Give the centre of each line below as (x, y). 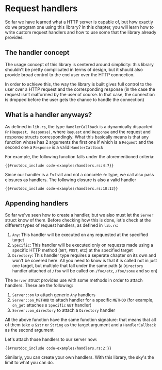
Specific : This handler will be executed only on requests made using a (83, 245)
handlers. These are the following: (39, 286)
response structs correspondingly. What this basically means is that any (77, 137)
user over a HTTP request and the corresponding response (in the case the (80, 89)
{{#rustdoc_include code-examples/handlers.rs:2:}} (58, 348)
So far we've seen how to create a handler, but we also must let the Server (79, 215)
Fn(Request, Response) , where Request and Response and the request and (78, 132)
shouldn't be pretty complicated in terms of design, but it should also (74, 69)
